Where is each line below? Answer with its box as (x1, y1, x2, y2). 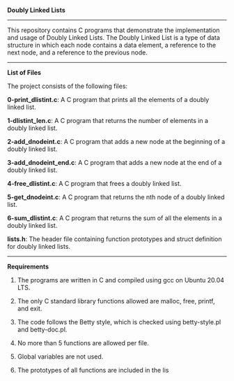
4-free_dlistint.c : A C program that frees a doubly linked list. (7, 180, 182, 187)
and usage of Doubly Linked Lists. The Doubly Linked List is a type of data (7, 34, 221, 41)
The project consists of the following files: (7, 82, 127, 90)
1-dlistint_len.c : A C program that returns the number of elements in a (7, 117, 209, 124)
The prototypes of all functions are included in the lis (17, 366, 169, 374)
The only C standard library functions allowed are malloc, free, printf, (17, 297, 215, 305)
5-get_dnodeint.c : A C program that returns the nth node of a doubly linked (7, 193, 225, 201)
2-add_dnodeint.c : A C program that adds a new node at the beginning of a (7, 138, 225, 145)
